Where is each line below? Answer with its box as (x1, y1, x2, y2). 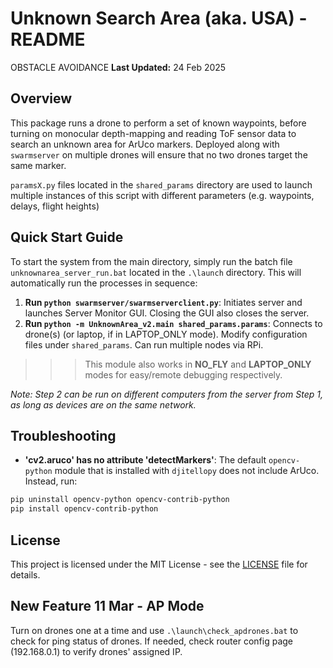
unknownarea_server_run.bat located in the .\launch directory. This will (10, 266, 302, 278)
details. (10, 568, 41, 581)
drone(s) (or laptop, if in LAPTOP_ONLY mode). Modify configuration (24, 328, 308, 340)
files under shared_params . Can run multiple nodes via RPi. (24, 338, 264, 351)
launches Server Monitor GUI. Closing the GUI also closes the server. (24, 307, 310, 319)
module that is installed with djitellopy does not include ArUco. (54, 465, 320, 477)
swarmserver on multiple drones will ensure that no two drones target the (10, 148, 308, 161)
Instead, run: (24, 475, 78, 487)
